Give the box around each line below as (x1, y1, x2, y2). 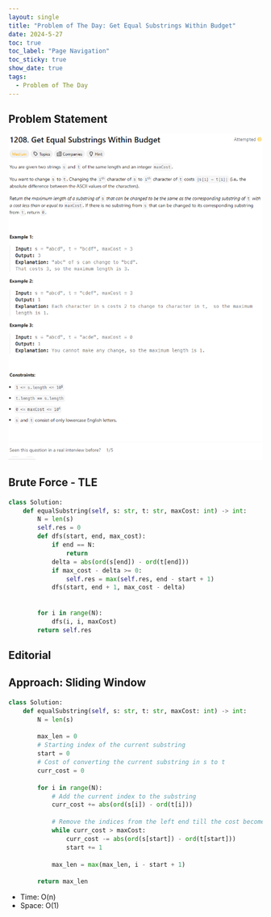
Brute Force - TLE (8, 475, 98, 489)
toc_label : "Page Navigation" (8, 47, 110, 56)
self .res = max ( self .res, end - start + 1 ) (65, 575, 215, 583)
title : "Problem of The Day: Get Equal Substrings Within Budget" (8, 21, 236, 30)
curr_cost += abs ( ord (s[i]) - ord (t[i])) (51, 801, 194, 809)
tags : (8, 73, 27, 81)
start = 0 (37, 750, 70, 758)
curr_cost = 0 (37, 767, 85, 775)
